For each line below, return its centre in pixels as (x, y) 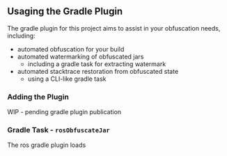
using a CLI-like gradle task (67, 79)
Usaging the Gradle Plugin (65, 11)
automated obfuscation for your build (71, 49)
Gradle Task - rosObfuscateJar (58, 130)
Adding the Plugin (38, 97)
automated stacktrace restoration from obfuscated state (98, 71)
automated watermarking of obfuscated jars (80, 56)
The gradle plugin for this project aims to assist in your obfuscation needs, (114, 28)
